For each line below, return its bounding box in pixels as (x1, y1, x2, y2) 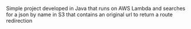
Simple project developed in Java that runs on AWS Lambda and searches (6, 5, 186, 12)
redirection (6, 17, 32, 24)
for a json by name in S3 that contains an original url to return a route (6, 11, 173, 18)
